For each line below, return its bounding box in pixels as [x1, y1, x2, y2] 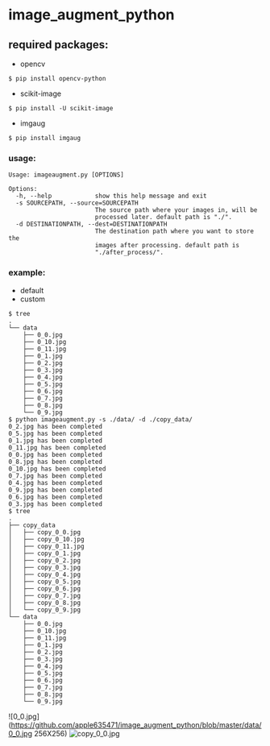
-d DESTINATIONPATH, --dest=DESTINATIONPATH [15, 220, 168, 229]
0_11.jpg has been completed [8, 443, 106, 452]
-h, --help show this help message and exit [15, 192, 207, 201]
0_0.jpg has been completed [8, 450, 103, 458]
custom [19, 294, 46, 304]
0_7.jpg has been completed [8, 471, 103, 480]
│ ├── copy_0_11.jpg [8, 542, 85, 550]
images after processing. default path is [94, 242, 240, 250]
